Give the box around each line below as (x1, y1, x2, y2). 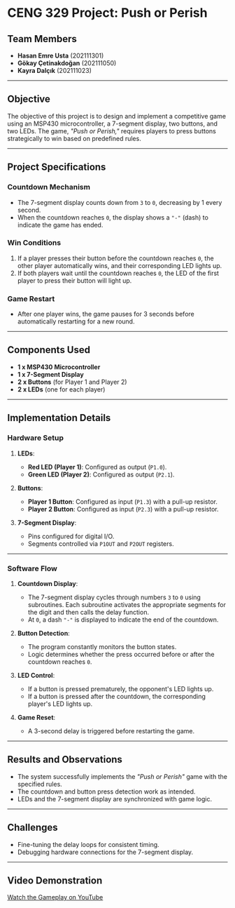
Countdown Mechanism (7, 182, 91, 192)
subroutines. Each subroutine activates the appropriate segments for (27, 600, 226, 608)
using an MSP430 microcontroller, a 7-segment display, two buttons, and (7, 119, 218, 128)
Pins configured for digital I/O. (27, 532, 115, 540)
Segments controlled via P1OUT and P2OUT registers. (27, 539, 174, 548)
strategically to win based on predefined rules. (7, 134, 141, 142)
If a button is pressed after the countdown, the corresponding (27, 692, 206, 700)
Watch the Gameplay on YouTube (7, 893, 104, 902)
